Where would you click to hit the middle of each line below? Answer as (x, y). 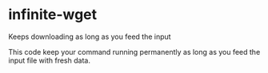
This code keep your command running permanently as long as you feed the (134, 52)
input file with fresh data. (49, 60)
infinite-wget (53, 15)
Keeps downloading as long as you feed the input (90, 36)
